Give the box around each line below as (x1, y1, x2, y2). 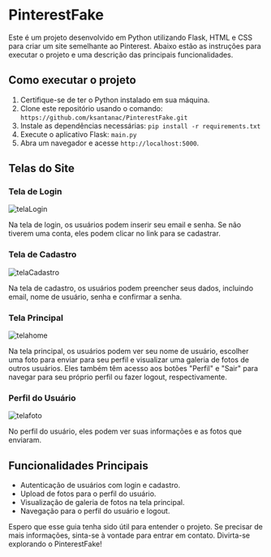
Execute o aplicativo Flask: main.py (19, 129, 137, 139)
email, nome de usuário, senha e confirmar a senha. (8, 291, 183, 301)
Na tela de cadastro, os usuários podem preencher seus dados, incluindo (8, 283, 254, 293)
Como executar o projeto (8, 73, 136, 87)
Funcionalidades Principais (8, 459, 148, 473)
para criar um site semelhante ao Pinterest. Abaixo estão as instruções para (8, 41, 261, 50)
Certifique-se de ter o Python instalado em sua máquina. (19, 95, 210, 105)
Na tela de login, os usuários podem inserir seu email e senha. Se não (8, 220, 242, 230)
